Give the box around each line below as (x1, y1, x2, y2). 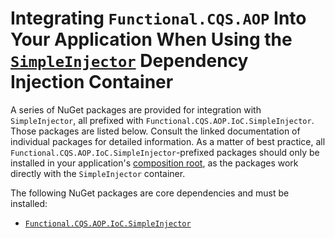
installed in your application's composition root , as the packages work (10, 157, 299, 169)
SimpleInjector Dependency (10, 50, 249, 72)
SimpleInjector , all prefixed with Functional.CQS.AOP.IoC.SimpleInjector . (10, 114, 315, 126)
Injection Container (10, 71, 174, 94)
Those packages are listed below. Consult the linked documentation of (10, 125, 301, 137)
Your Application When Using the (10, 28, 293, 51)
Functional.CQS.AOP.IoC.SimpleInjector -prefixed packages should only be (10, 146, 320, 158)
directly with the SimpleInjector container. (10, 167, 186, 179)
